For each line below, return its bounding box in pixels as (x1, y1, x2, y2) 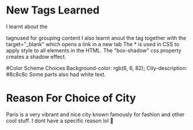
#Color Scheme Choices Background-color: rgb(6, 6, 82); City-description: (6, 64, 187, 71)
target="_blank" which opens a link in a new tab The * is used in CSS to (6, 41, 179, 48)
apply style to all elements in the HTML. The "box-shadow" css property (6, 46, 182, 54)
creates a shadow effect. (6, 53, 66, 60)
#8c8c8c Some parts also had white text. (6, 71, 106, 78)
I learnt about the (6, 23, 48, 30)
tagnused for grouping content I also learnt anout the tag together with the (6, 34, 187, 41)
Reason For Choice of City (6, 92, 137, 105)
